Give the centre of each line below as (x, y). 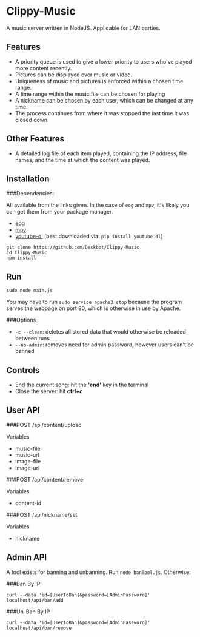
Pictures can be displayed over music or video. (73, 75)
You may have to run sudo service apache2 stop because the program (94, 302)
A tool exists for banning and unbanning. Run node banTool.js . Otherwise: (98, 572)
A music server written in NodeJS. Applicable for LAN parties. (83, 28)
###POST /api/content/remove (45, 479)
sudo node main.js (29, 291)
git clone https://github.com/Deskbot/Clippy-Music (73, 248)
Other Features (35, 139)
